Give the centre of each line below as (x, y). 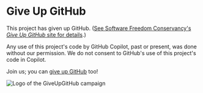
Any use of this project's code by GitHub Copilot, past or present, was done (102, 46)
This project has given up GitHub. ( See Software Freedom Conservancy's (99, 28)
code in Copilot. (26, 59)
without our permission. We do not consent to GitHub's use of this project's (102, 53)
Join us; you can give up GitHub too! (52, 71)
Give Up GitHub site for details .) (46, 34)
